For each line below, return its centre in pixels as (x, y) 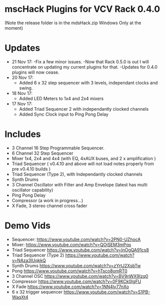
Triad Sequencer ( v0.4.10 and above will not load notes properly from (83, 164)
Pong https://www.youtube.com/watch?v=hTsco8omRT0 (69, 271)
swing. (26, 88)
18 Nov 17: (22, 93)
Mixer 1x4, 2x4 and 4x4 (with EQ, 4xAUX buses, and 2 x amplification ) (84, 158)
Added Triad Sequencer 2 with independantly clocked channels (84, 109)
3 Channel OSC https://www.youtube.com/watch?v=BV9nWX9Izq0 (80, 276)
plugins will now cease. (36, 72)
